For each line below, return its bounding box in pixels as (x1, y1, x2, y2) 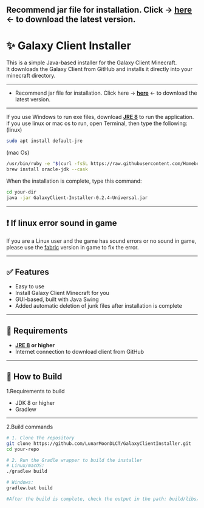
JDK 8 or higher (15, 399, 55, 406)
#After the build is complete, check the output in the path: (6, 496, 167, 502)
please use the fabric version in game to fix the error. (6, 243, 139, 251)
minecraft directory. (6, 72, 56, 80)
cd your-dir (6, 189, 36, 195)
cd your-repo (6, 446, 39, 452)
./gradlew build (6, 469, 47, 475)
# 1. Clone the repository (6, 435, 75, 441)
